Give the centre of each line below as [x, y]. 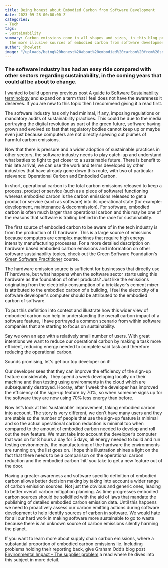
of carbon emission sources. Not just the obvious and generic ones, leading [83, 486]
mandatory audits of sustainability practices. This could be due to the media [83, 118]
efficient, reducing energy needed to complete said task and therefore [77, 346]
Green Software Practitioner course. [42, 259]
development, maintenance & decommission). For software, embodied [77, 207]
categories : [17, 19]
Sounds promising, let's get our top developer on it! [58, 361]
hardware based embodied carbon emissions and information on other [78, 248]
